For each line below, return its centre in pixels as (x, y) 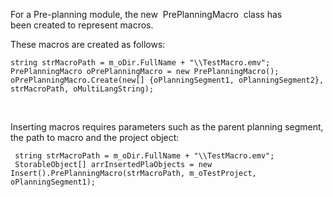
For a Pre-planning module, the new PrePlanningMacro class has (146, 14)
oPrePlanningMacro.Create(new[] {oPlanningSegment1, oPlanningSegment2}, (167, 80)
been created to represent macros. (82, 25)
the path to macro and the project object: (95, 137)
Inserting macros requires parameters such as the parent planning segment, (167, 127)
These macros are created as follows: (88, 44)
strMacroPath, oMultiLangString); (82, 89)
